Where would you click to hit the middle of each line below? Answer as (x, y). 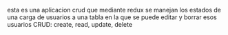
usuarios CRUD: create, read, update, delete (70, 24)
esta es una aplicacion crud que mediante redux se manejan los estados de (114, 10)
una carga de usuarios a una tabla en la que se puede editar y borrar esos (112, 17)
